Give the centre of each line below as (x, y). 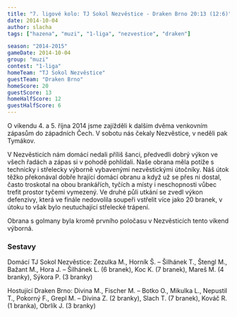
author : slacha (30, 27)
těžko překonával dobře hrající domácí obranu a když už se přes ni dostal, (115, 177)
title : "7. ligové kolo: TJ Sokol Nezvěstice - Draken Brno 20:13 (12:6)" (120, 14)
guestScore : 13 (30, 93)
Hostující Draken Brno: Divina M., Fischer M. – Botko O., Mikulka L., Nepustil (117, 291)
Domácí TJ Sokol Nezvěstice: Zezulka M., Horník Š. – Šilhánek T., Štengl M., (117, 262)
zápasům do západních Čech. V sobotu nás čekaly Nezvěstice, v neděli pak (117, 133)
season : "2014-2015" (38, 47)
